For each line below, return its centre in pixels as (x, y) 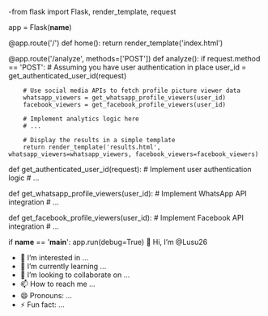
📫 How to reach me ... (57, 284)
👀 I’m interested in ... (54, 257)
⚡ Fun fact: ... (42, 305)
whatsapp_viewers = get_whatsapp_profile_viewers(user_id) (125, 98)
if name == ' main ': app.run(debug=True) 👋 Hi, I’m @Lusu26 (108, 242)
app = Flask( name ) (40, 27)
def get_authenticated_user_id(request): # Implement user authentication (130, 169)
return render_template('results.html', (92, 147)
